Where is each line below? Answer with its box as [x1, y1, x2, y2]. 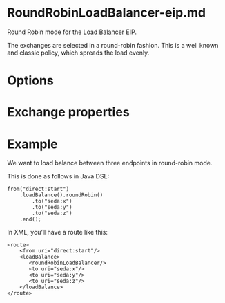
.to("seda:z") [32, 210, 72, 217]
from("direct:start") [7, 185, 70, 193]
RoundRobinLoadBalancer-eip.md [7, 5, 206, 21]
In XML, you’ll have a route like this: [7, 228, 108, 237]
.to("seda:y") [32, 204, 72, 211]
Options [7, 73, 54, 89]
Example [7, 136, 58, 151]
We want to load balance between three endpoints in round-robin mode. [7, 159, 213, 167]
